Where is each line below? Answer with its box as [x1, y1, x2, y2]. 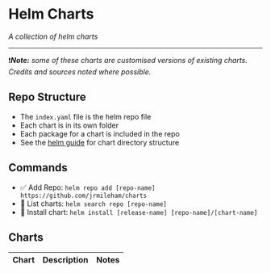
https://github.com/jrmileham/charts [19, 191, 148, 199]
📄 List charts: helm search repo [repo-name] [19, 199, 168, 208]
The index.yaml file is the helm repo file [19, 111, 152, 121]
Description [42, 254, 89, 266]
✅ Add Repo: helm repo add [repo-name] [19, 183, 156, 192]
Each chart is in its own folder [19, 120, 119, 130]
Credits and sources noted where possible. [8, 66, 152, 77]
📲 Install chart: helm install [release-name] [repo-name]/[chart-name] [19, 207, 258, 216]
